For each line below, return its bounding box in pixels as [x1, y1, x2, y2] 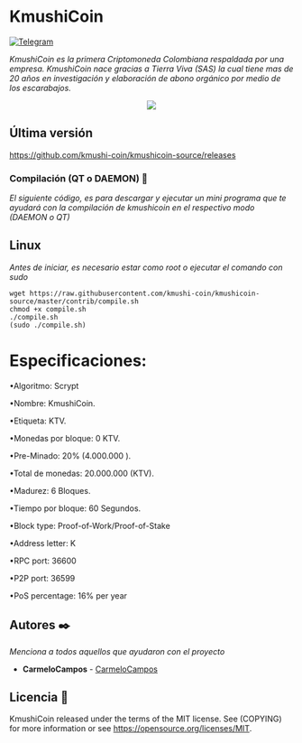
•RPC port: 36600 [9, 555, 77, 566]
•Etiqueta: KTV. [9, 415, 67, 426]
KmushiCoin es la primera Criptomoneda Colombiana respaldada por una [9, 53, 285, 64]
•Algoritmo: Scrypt [9, 380, 79, 391]
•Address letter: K [9, 537, 77, 548]
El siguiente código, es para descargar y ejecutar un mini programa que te [9, 192, 287, 204]
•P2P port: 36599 [9, 572, 76, 583]
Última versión [9, 125, 93, 141]
